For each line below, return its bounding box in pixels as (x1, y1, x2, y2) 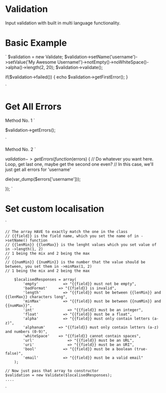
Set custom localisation (5, 203, 104, 214)
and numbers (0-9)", (5, 329, 48, 334)
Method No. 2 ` (5, 146, 36, 152)
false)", (5, 351, 23, 356)
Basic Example (5, 37, 67, 49)
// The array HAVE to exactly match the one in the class (5, 229, 128, 234)
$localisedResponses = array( (14, 277, 77, 282)
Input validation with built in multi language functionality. (5, 20, 121, 26)
